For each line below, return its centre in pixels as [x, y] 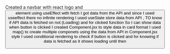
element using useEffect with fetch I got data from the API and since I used [85, 13]
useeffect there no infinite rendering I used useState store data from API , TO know [85, 18]
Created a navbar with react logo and [44, 7]
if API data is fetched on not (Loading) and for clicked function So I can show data [85, 22]
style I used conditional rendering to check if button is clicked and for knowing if [85, 36]
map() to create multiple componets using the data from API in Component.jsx [85, 32]
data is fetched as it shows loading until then [85, 41]
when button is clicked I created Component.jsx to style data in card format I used [85, 27]
